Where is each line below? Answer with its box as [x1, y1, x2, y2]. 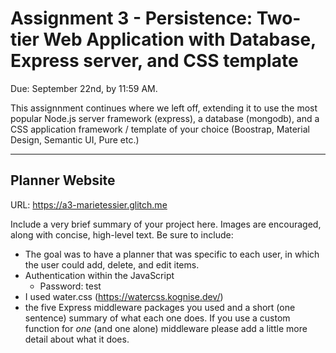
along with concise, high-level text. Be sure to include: [10, 228, 234, 241]
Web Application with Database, [43, 28, 317, 51]
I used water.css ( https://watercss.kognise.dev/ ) [24, 290, 224, 302]
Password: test [39, 280, 102, 292]
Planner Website [10, 172, 116, 189]
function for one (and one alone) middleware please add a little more [24, 322, 308, 334]
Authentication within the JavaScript [24, 269, 175, 281]
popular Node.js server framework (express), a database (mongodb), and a [10, 112, 320, 124]
